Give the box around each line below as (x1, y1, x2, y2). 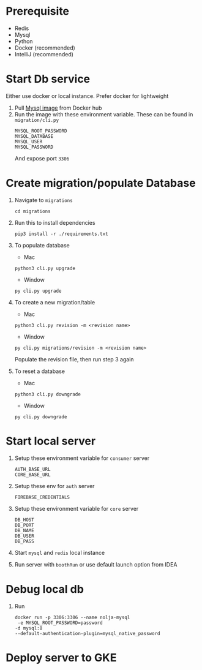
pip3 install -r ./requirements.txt (14, 231, 108, 237)
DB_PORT (14, 522, 34, 528)
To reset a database (14, 367, 65, 375)
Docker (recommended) (14, 44, 76, 51)
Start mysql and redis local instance (14, 549, 105, 556)
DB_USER (14, 533, 34, 539)
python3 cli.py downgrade (14, 391, 81, 397)
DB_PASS (14, 538, 34, 544)
